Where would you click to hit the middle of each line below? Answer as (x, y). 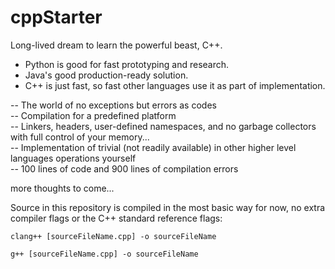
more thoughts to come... (62, 188)
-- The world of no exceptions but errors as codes (113, 105)
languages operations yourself (73, 158)
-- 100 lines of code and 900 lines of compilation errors (124, 168)
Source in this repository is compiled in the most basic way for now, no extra (168, 207)
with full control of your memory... (80, 137)
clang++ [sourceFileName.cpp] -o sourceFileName (113, 236)
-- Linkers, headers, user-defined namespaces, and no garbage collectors (163, 126)
